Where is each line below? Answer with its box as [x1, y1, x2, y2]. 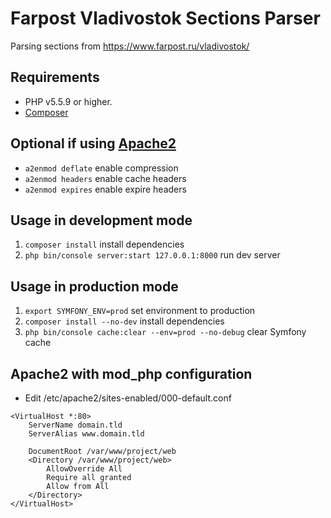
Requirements [10, 69, 100, 86]
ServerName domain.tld [28, 420, 123, 430]
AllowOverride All [46, 464, 123, 474]
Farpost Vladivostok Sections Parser [10, 7, 321, 30]
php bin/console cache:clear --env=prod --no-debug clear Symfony [24, 326, 307, 338]
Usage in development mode [10, 212, 193, 229]
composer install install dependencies [24, 238, 185, 251]
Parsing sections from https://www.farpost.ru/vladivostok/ [10, 40, 250, 52]
